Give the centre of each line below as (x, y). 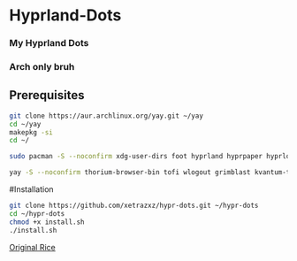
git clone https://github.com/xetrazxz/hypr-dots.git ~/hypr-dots (134, 206)
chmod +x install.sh (47, 222)
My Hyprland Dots (49, 43)
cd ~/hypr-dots (37, 213)
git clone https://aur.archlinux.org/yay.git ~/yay (106, 116)
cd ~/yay (25, 124)
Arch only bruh (42, 67)
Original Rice (32, 247)
